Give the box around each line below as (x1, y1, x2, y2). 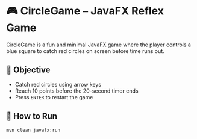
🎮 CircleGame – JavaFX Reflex (6, 4, 164, 18)
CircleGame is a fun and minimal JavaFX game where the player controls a (6, 41, 192, 48)
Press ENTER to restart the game (14, 93, 93, 100)
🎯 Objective (6, 65, 51, 75)
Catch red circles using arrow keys (14, 81, 101, 88)
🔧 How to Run (6, 111, 58, 122)
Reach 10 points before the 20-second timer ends (14, 87, 139, 94)
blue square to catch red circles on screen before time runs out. (6, 47, 164, 54)
